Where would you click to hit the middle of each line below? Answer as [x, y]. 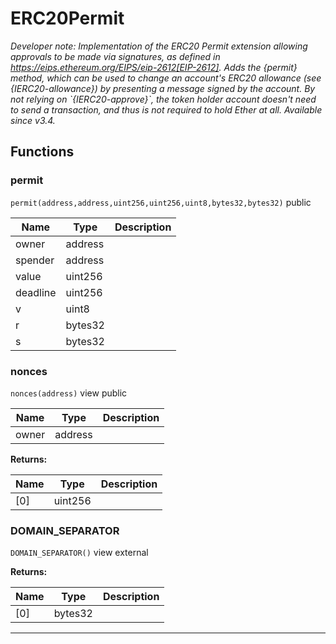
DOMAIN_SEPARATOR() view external [79, 553]
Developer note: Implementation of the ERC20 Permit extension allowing [159, 46]
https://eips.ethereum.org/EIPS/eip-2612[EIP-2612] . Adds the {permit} [154, 67]
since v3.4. [33, 120]
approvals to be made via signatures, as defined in [115, 56]
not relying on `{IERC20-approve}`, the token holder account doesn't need [163, 99]
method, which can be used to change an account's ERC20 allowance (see [166, 78]
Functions [42, 152]
